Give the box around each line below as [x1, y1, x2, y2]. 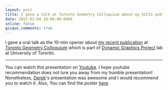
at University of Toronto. [5, 50, 55, 56]
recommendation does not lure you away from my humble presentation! [5, 70, 153, 76]
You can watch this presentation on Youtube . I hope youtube [5, 64, 130, 70]
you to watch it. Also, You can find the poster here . [5, 80, 110, 86]
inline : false [5, 21, 35, 26]
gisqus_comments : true [5, 26, 52, 31]
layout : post [5, 7, 32, 12]
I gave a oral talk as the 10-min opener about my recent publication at [5, 39, 148, 45]
